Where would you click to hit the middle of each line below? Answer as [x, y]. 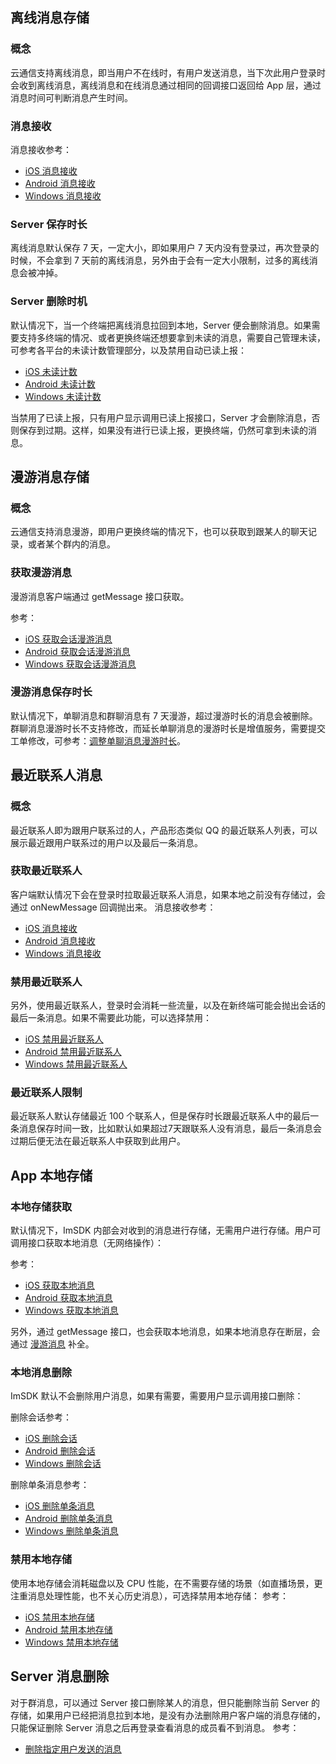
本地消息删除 [41, 1373]
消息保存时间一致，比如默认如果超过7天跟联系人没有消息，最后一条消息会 [170, 1129]
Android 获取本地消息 [68, 1298]
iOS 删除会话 [51, 1439]
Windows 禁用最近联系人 [76, 1064]
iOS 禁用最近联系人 [64, 1039]
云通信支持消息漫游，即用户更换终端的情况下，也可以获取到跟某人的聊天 [159, 532]
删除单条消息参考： [50, 1485]
